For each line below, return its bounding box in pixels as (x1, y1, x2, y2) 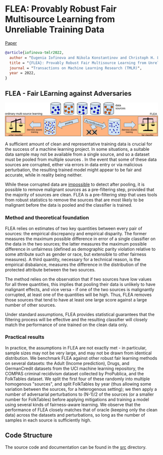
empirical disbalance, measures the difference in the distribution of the (5, 262, 147, 267)
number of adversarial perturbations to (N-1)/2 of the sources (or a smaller (5, 391, 154, 397)
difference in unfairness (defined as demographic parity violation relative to (5, 246, 156, 252)
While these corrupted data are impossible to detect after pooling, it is (5, 181, 145, 188)
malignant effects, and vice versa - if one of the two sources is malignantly (5, 286, 154, 292)
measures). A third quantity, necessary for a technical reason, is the (5, 256, 141, 262)
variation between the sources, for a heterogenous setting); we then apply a (5, 386, 157, 392)
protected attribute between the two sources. (5, 266, 96, 273)
